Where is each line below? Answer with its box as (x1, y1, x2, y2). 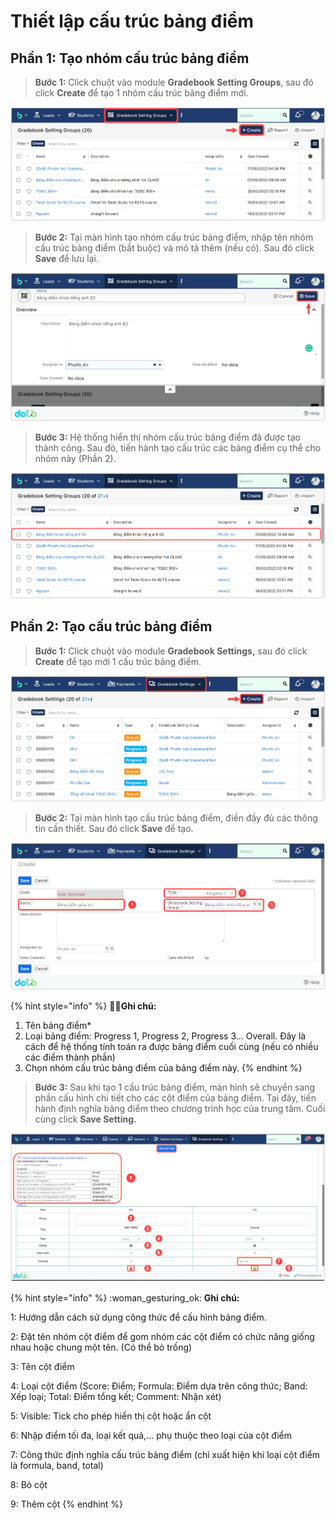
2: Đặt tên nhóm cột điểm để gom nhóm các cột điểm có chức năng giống (10, 1331, 315, 1343)
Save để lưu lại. (34, 253, 99, 265)
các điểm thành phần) (24, 1051, 116, 1064)
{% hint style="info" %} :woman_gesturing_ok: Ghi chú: (10, 1292, 240, 1304)
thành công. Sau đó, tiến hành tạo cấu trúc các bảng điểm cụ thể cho (34, 441, 322, 454)
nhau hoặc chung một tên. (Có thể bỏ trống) (10, 1341, 193, 1354)
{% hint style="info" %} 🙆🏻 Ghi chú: (10, 1000, 157, 1012)
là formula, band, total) (10, 1460, 104, 1472)
